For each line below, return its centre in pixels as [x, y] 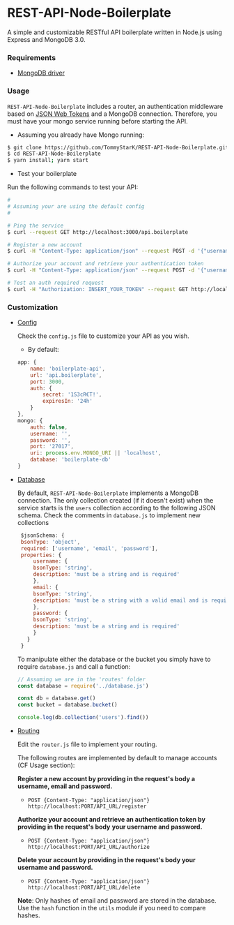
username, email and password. [65, 786]
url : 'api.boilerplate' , [66, 375]
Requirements [32, 57]
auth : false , [49, 427]
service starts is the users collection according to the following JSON [116, 508]
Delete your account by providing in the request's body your [107, 860]
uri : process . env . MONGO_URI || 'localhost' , [96, 453]
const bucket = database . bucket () [67, 705]
